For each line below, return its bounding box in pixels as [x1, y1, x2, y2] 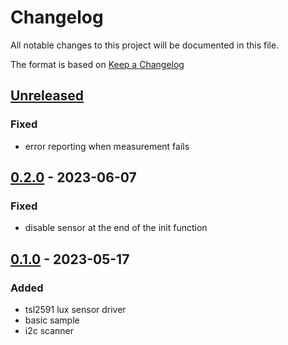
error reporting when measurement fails [24, 140, 190, 152]
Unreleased [10, 87, 85, 105]
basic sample [24, 314, 80, 326]
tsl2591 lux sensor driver [24, 304, 127, 315]
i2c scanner [24, 325, 75, 336]
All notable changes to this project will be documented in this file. [10, 39, 280, 51]
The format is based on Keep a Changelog [10, 58, 185, 70]
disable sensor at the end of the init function [24, 222, 208, 234]
